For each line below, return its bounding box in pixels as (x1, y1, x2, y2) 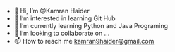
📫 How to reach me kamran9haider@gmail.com (13, 37, 155, 45)
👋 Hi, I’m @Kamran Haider (13, 7, 90, 15)
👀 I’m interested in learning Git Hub (13, 14, 116, 22)
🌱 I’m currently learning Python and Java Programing (13, 22, 168, 30)
